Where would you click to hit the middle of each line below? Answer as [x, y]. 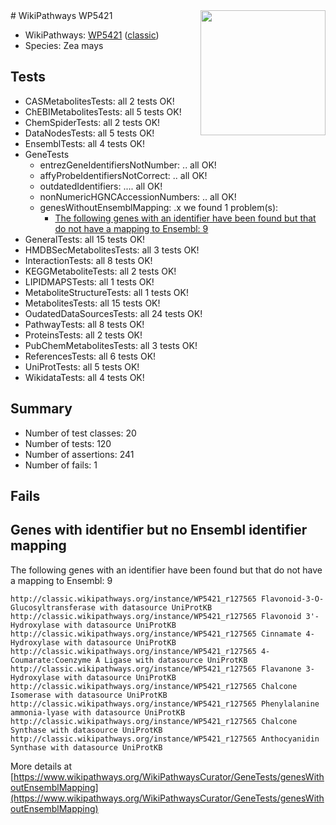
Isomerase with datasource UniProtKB [89, 695]
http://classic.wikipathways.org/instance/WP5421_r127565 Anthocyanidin [165, 739]
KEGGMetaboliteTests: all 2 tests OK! [100, 271]
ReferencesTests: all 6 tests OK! [90, 356]
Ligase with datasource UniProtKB [176, 660]
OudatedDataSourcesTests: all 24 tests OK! [113, 313]
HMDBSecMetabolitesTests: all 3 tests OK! [112, 250]
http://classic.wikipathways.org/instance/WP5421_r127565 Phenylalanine [165, 704]
